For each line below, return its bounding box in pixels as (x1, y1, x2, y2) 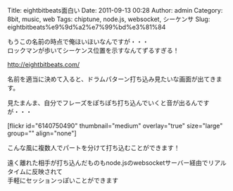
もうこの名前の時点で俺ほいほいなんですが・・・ (7, 37, 149, 46)
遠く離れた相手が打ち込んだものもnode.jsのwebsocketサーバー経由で (7, 159, 208, 167)
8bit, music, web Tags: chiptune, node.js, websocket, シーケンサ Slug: (7, 15, 210, 23)
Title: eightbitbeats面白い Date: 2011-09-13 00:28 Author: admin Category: (7, 6, 223, 14)
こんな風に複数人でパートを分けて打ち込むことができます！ (7, 144, 180, 152)
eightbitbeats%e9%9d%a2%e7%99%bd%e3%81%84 (7, 23, 166, 31)
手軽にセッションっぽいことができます (7, 176, 118, 185)
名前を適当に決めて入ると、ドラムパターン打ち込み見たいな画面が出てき (7, 75, 216, 83)
